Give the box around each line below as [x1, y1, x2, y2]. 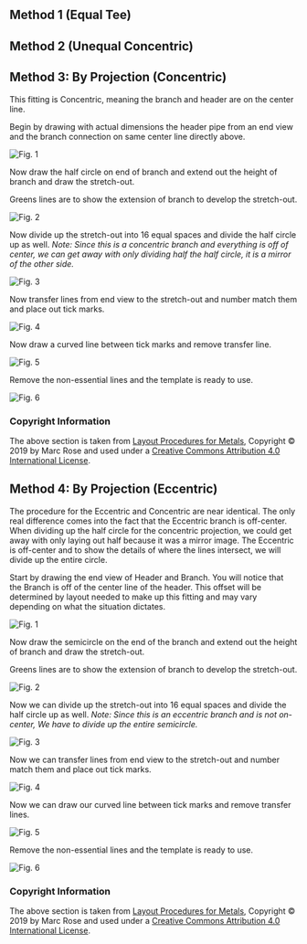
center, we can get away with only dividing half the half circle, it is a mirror [9, 249, 291, 260]
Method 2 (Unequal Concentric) [9, 38, 194, 54]
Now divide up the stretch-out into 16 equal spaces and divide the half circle [9, 228, 297, 240]
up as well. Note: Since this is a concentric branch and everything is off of [9, 239, 290, 249]
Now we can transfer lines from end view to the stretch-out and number [9, 754, 281, 765]
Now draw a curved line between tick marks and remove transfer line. [9, 338, 272, 350]
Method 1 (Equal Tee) [9, 7, 132, 23]
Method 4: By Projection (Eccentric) [9, 482, 218, 497]
